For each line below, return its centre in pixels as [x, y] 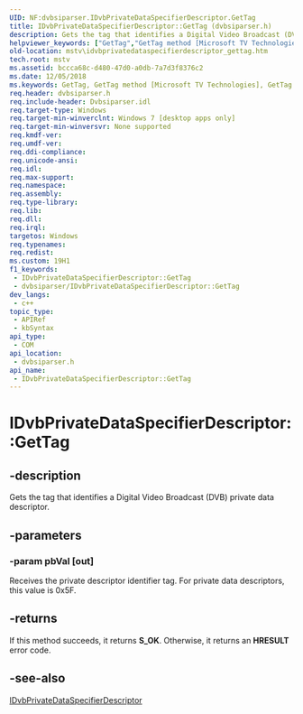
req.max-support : [42, 177]
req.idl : [26, 169]
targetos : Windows [44, 236]
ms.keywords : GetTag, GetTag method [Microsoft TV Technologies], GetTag [151, 85]
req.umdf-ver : [36, 144]
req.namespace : [38, 186]
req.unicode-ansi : [44, 160]
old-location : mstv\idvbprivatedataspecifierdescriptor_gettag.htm [139, 51]
